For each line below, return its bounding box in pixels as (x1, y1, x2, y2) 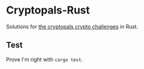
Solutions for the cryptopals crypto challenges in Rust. (6, 23, 139, 30)
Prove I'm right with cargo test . (6, 55, 83, 63)
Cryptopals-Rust (6, 4, 90, 17)
